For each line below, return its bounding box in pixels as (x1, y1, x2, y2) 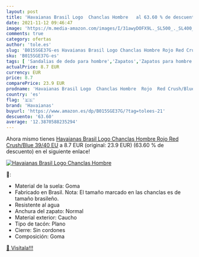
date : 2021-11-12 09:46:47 (6, 20, 73, 26)
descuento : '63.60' (6, 113, 54, 119)
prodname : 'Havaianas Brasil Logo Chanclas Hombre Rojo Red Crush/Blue (6, 86, 195, 92)
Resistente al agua (14, 201, 60, 208)
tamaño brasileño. (14, 195, 59, 202)
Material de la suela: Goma (14, 182, 80, 190)
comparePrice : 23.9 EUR (6, 81, 65, 87)
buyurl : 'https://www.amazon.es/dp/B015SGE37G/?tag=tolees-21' (6, 108, 166, 114)
